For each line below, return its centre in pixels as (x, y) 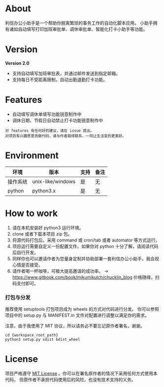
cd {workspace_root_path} (32, 335)
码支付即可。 (25, 283)
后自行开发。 (25, 252)
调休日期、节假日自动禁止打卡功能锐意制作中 (58, 120)
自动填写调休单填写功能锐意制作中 (47, 114)
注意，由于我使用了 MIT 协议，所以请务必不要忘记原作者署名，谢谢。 (75, 326)
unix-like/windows (54, 181)
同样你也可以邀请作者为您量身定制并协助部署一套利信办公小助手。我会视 (85, 258)
